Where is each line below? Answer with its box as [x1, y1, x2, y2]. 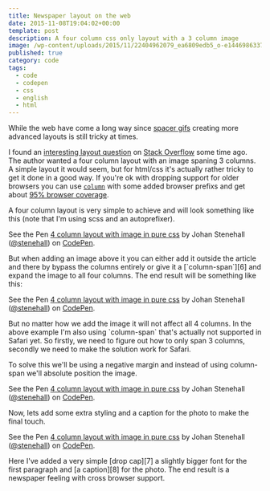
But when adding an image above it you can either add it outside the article [8, 254, 257, 263]
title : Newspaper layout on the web [8, 11, 131, 20]
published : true [8, 49, 63, 57]
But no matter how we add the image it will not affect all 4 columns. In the [8, 319, 252, 329]
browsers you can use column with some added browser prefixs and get [8, 181, 246, 191]
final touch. [8, 416, 46, 426]
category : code [8, 57, 59, 65]
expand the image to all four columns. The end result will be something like [8, 270, 257, 281]
